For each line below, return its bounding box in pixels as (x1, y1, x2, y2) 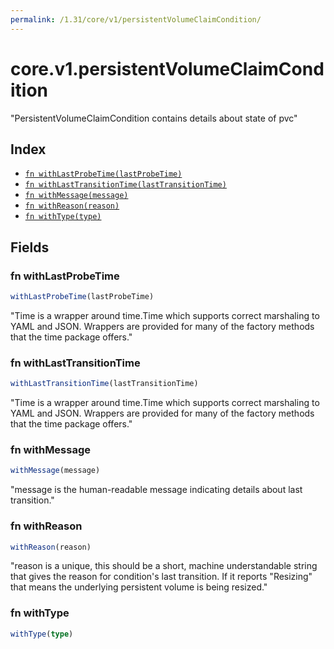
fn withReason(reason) (24, 201, 120, 211)
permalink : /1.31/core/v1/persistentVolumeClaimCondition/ (10, 14, 262, 25)
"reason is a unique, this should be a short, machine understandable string (10, 560, 318, 572)
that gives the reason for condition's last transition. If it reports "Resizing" (10, 571, 313, 583)
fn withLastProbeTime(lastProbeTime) (24, 169, 183, 180)
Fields (10, 239, 50, 256)
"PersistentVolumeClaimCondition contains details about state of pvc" (10, 112, 298, 124)
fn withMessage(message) (24, 191, 129, 201)
